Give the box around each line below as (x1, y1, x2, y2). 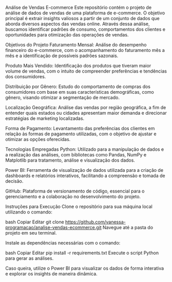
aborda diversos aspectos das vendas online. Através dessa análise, (5, 21, 150, 27)
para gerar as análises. (5, 255, 54, 261)
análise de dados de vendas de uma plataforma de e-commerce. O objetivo (5, 10, 165, 16)
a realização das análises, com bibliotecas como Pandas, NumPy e (5, 152, 147, 157)
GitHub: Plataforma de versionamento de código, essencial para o (5, 188, 145, 194)
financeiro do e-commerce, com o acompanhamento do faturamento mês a (5, 47, 165, 53)
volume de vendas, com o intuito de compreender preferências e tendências (5, 68, 167, 74)
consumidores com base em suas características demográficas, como (5, 89, 154, 95)
